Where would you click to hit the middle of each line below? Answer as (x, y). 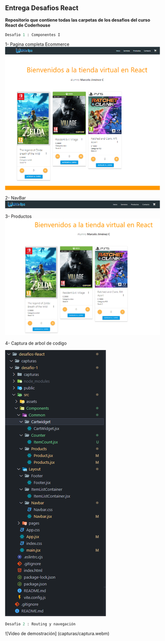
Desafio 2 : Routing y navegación (41, 624)
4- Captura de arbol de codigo (36, 343)
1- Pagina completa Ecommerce (37, 44)
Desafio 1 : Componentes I (33, 35)
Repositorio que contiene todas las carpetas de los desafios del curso (78, 20)
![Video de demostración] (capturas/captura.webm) (57, 634)
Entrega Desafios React (42, 8)
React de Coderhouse (28, 25)
